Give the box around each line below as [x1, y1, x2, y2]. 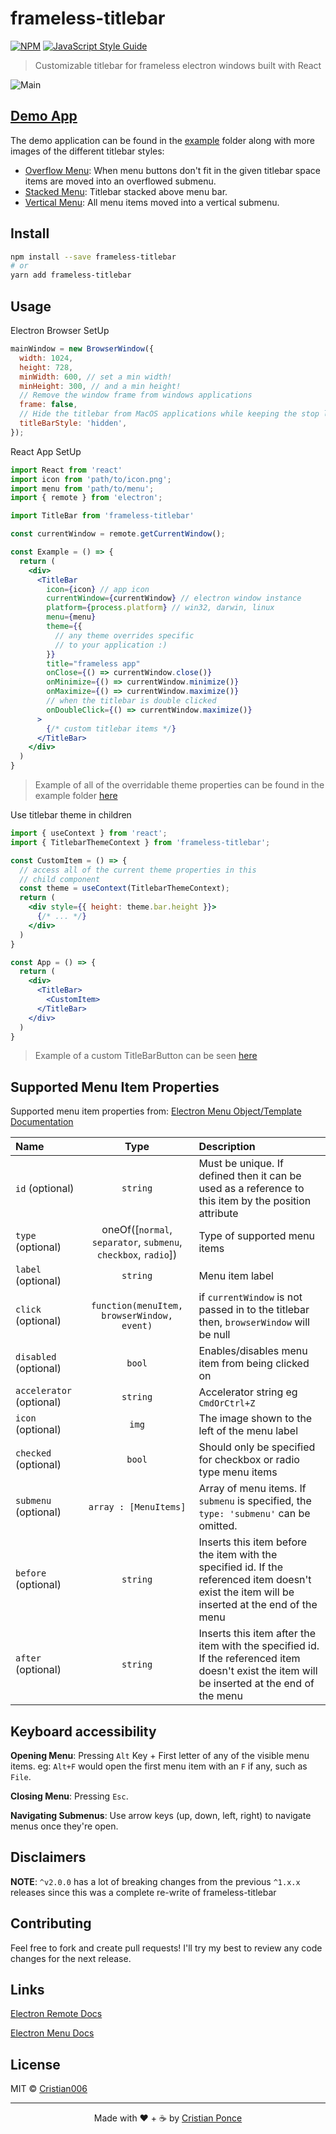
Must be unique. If [198, 1157, 284, 1171]
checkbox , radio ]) [96, 1248, 178, 1262]
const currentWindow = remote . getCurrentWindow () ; [10, 529, 226, 539]
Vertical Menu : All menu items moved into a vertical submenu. [24, 196, 280, 208]
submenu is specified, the [198, 1494, 312, 1508]
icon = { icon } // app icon [46, 584, 150, 594]
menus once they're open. [10, 1820, 119, 1832]
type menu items [198, 1465, 278, 1479]
